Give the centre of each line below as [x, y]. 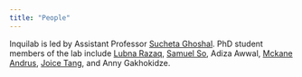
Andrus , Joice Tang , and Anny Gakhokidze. [90, 63]
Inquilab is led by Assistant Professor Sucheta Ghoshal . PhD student [137, 43]
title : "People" [40, 18]
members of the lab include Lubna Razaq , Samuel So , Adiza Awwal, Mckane [151, 53]
